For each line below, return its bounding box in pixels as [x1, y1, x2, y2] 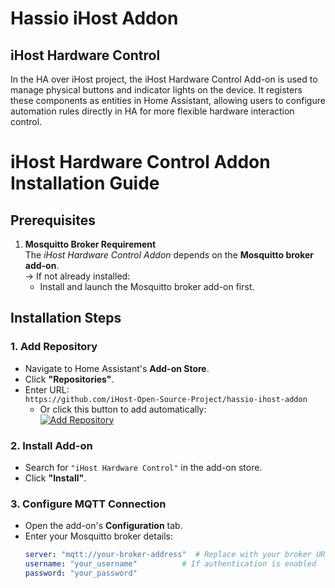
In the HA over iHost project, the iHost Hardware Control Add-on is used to [10, 73, 318, 85]
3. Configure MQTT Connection [10, 497, 167, 511]
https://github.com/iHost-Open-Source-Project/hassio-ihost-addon [24, 394, 308, 404]
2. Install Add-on [10, 438, 93, 452]
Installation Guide [10, 172, 160, 195]
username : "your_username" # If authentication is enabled [24, 559, 317, 569]
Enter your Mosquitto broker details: [24, 530, 173, 542]
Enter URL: [24, 383, 70, 396]
